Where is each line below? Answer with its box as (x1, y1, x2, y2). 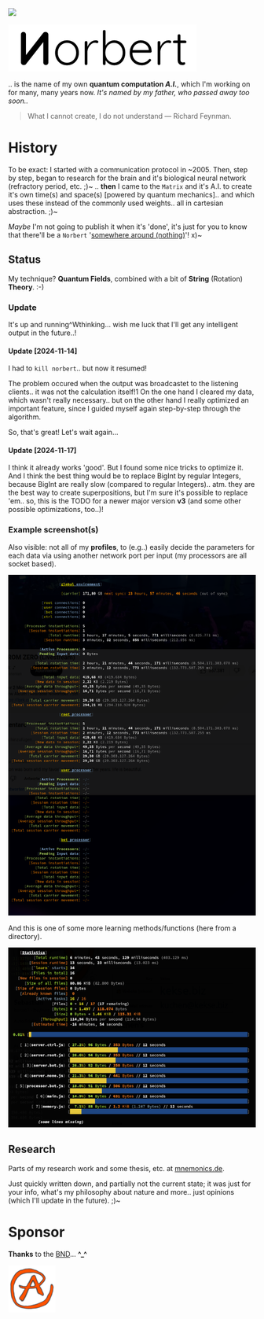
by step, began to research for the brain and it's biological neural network (8, 173, 247, 182)
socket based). (8, 558, 57, 569)
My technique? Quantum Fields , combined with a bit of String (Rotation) (8, 274, 244, 283)
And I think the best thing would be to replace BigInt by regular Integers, (8, 471, 241, 481)
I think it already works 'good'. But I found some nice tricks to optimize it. (8, 463, 244, 473)
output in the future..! (8, 328, 77, 337)
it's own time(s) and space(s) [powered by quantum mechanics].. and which (8, 190, 255, 199)
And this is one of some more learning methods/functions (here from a (8, 923, 237, 933)
